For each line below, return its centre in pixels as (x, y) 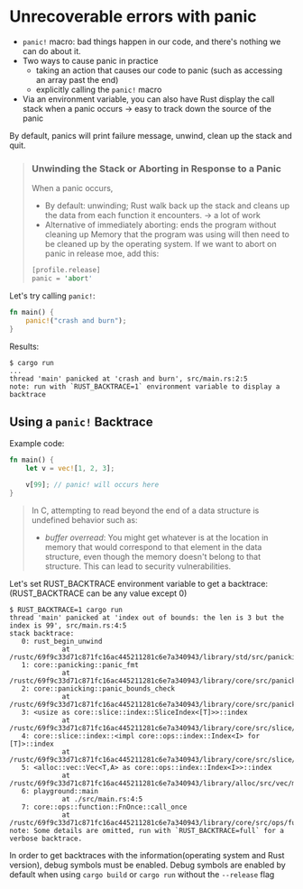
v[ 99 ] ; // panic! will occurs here (92, 485)
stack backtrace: (42, 633)
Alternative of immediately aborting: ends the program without (161, 225)
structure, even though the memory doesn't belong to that (153, 556)
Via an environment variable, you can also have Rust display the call (148, 99)
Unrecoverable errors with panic (133, 17)
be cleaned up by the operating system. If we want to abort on (161, 244)
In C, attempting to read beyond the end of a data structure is (145, 510)
